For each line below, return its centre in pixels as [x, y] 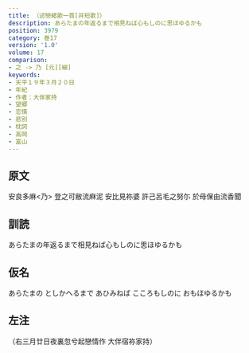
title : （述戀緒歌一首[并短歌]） [57, 16]
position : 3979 [33, 30]
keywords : [25, 75]
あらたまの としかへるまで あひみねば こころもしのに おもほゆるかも [120, 292]
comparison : [28, 61]
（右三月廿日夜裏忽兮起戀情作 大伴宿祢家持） [82, 341]
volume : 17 [26, 53]
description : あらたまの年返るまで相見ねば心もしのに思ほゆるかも [105, 23]
